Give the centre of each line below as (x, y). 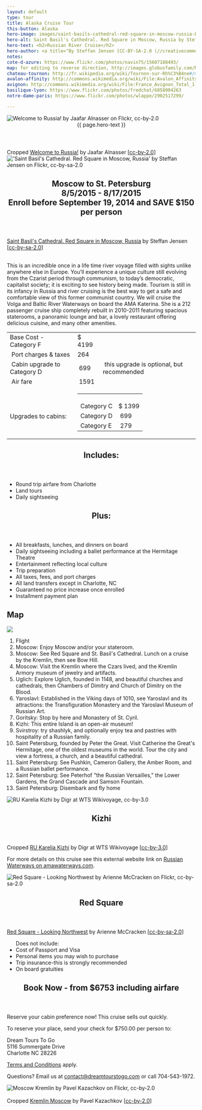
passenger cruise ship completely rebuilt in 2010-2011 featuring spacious (97, 310)
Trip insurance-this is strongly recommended (71, 962)
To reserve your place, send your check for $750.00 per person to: (89, 1028)
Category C (97, 406)
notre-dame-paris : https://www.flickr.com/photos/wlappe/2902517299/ (96, 96)
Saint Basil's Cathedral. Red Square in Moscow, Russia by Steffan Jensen (97, 241)
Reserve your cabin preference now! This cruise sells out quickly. (88, 1017)
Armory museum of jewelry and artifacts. (66, 673)
